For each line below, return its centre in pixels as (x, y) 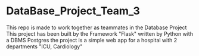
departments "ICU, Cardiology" (44, 46)
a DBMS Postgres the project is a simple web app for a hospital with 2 (92, 40)
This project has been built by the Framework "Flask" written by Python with (100, 33)
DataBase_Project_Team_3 (73, 11)
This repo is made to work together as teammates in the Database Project (97, 27)
